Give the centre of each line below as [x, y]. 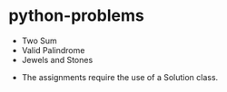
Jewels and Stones [57, 60]
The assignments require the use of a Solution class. [120, 77]
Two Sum [39, 41]
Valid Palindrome [53, 50]
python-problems [76, 16]
